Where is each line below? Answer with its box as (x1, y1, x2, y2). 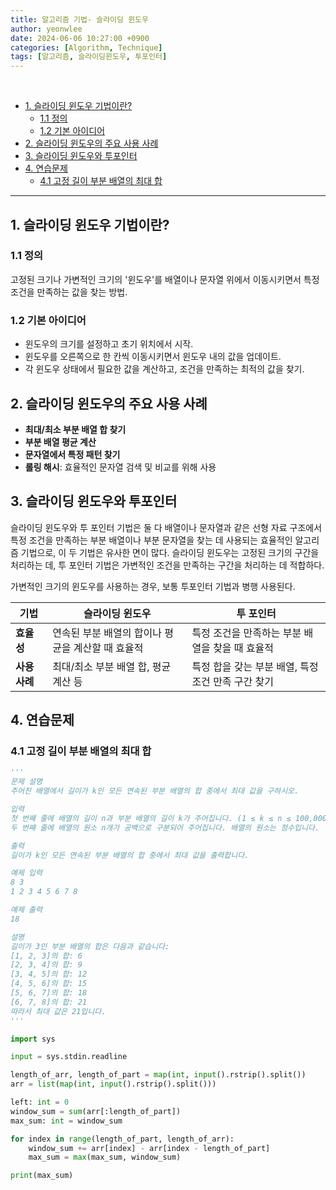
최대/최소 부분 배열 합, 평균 (52, 659, 172, 673)
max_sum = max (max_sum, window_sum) (28, 1152, 182, 1163)
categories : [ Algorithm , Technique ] (10, 42, 163, 53)
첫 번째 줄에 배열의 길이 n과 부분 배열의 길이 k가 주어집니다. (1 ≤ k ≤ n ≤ (10, 813, 292, 823)
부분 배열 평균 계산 (24, 436, 97, 448)
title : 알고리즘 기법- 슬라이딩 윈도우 (10, 14, 149, 25)
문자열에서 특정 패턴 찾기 (24, 448, 121, 460)
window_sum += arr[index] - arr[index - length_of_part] (28, 1143, 271, 1153)
